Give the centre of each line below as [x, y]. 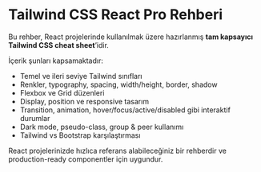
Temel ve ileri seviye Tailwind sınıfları [81, 76]
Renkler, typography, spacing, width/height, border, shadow [118, 84]
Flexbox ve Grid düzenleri [62, 92]
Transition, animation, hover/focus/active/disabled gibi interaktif [125, 110]
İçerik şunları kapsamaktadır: [56, 61]
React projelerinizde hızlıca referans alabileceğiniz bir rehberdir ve [117, 150]
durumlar [35, 118]
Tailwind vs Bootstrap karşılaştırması [80, 135]
